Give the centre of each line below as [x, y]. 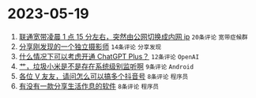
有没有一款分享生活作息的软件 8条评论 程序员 [89, 86]
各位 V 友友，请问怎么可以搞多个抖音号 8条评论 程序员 [104, 76]
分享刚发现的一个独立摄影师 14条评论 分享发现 [90, 46]
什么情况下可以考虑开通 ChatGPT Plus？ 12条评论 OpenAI [109, 56]
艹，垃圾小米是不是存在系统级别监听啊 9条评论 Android [106, 66]
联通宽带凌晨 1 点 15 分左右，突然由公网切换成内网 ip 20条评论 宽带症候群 [133, 36]
